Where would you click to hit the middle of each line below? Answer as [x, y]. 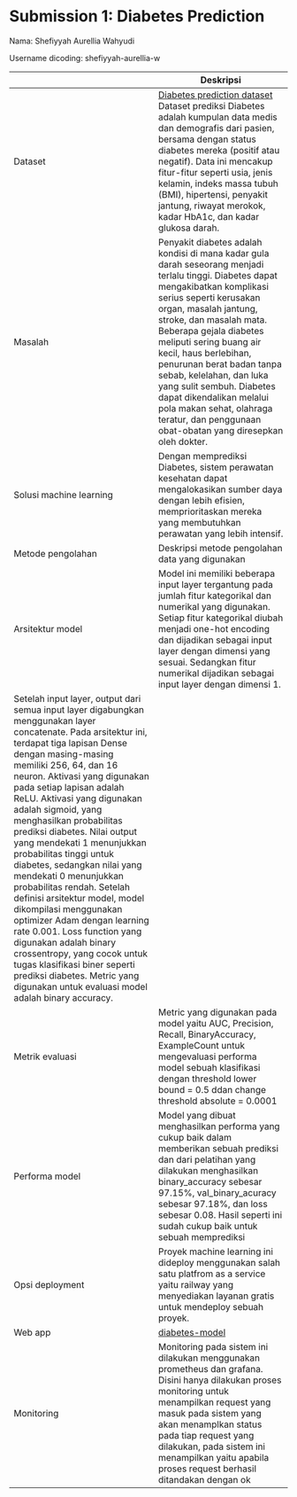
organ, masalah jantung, [208, 308]
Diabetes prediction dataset [215, 95]
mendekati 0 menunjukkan [69, 876]
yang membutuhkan [199, 522]
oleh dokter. [183, 441]
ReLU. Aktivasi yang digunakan [78, 798]
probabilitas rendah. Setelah [72, 886]
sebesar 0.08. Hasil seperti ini [220, 1214]
